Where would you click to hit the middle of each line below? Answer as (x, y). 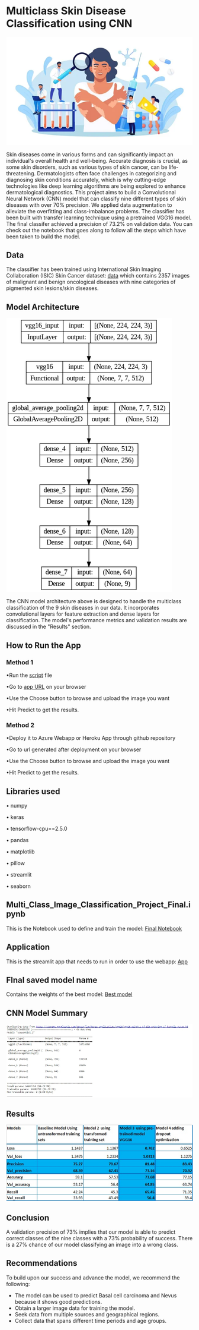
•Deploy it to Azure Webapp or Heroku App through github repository (91, 738)
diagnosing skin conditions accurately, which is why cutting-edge (86, 179)
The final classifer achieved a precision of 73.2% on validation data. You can (99, 223)
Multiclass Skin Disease (66, 11)
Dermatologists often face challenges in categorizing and (107, 173)
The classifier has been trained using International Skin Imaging (84, 269)
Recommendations (42, 1263)
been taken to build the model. (44, 237)
